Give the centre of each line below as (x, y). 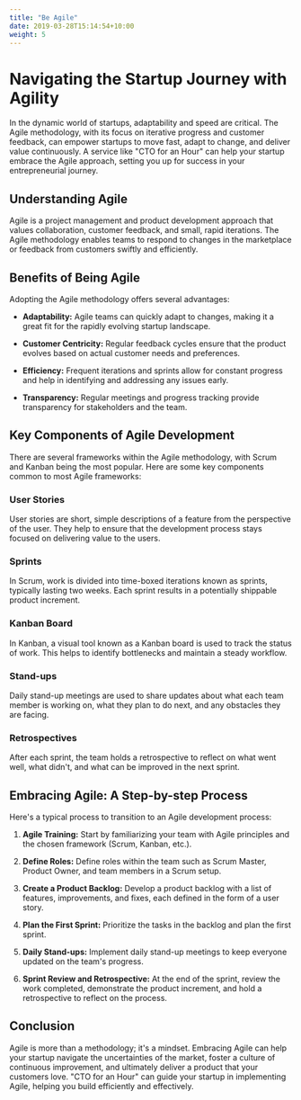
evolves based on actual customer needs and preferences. (131, 353)
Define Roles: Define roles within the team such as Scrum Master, (144, 862)
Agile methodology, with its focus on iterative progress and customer (137, 132)
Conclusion (42, 1026)
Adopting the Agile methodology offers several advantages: (120, 299)
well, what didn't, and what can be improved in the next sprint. (124, 767)
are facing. (29, 714)
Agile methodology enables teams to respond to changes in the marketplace (150, 240)
